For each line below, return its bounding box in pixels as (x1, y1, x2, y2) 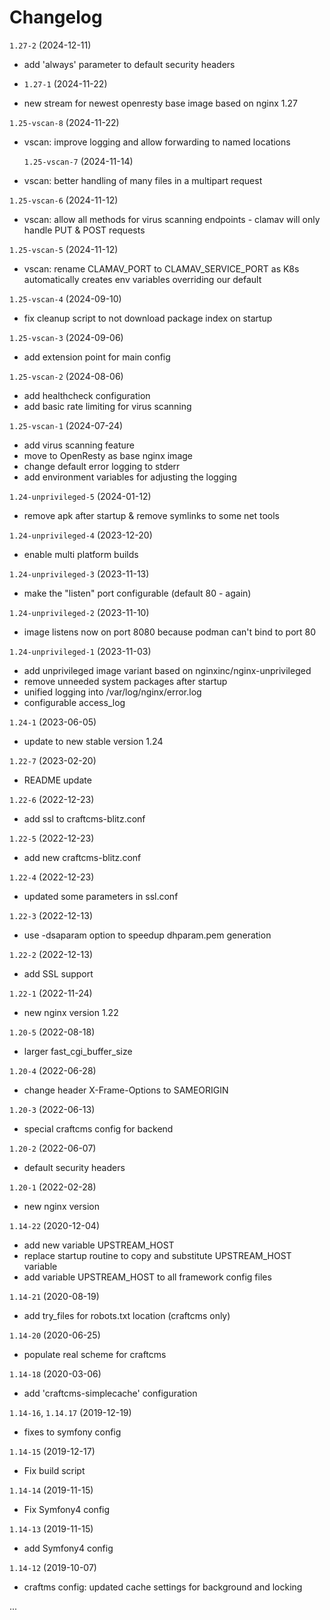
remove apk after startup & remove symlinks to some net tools (23, 509, 280, 521)
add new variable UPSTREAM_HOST (23, 1239, 175, 1251)
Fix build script (23, 1464, 86, 1476)
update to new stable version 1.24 (23, 735, 164, 747)
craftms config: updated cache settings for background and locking (23, 1581, 303, 1593)
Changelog (9, 6, 103, 29)
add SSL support (23, 967, 94, 980)
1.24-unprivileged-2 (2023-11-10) (9, 606, 150, 618)
